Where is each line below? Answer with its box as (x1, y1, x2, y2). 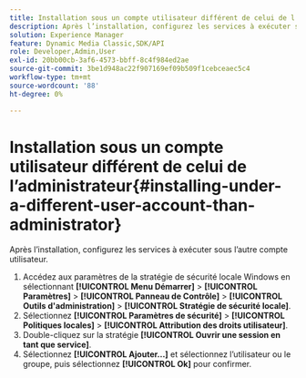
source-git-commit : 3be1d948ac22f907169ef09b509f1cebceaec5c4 (9, 65, 250, 74)
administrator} (9, 214, 122, 235)
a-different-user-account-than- (9, 195, 256, 215)
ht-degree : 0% (9, 89, 64, 98)
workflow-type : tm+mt (9, 73, 92, 82)
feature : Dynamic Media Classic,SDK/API (9, 38, 166, 48)
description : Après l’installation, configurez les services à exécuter (9, 22, 291, 31)
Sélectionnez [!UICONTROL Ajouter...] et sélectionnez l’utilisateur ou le (22, 349, 291, 360)
